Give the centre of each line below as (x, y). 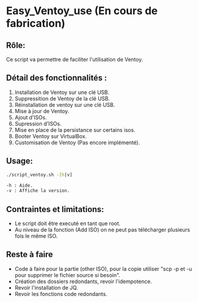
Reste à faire (30, 254)
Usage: (20, 161)
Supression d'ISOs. (38, 124)
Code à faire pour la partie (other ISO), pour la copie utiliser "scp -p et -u (103, 269)
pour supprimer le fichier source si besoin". (67, 275)
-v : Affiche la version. (38, 191)
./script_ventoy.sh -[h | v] (39, 175)
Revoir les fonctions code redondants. (61, 294)
